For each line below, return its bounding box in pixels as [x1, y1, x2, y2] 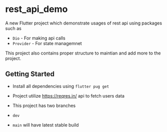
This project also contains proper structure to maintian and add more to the [5, 50, 161, 56]
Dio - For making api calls [12, 35, 65, 41]
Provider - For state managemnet [12, 40, 82, 46]
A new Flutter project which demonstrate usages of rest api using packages [5, 20, 162, 26]
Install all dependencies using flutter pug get [12, 83, 109, 89]
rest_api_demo [5, 3, 68, 15]
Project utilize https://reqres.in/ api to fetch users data [12, 92, 125, 98]
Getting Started [5, 70, 55, 78]
